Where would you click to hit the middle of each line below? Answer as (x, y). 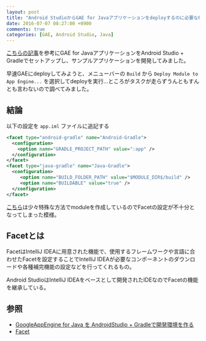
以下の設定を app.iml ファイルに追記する (58, 126)
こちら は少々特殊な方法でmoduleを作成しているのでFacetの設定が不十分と (101, 207)
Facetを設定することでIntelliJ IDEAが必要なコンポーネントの (98, 259)
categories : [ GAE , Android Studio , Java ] (60, 35)
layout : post (23, 12)
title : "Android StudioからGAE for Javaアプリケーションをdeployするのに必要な (102, 18)
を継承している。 (28, 288)
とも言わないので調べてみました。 (49, 89)
